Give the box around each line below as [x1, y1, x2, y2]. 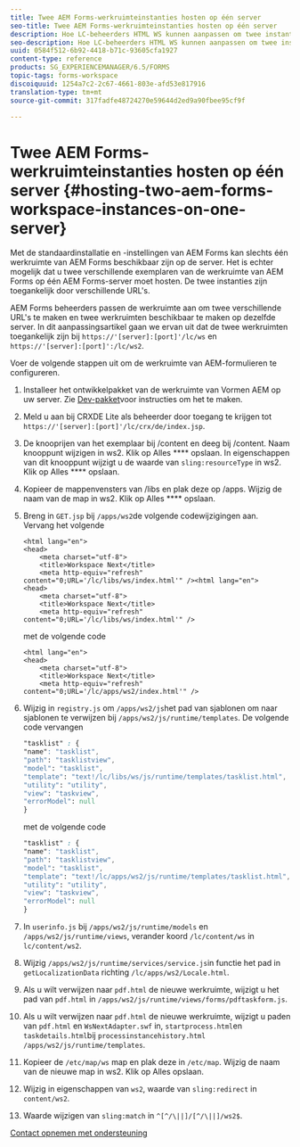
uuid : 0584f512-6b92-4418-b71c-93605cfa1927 [10, 46, 178, 55]
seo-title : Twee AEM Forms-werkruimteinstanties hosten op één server [10, 21, 278, 30]
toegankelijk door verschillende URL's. [10, 285, 150, 296]
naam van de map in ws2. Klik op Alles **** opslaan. [22, 493, 216, 504]
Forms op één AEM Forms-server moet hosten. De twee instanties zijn [10, 276, 268, 286]
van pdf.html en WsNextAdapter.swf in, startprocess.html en [22, 1020, 243, 1031]
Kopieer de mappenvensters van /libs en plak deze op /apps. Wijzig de [22, 483, 283, 495]
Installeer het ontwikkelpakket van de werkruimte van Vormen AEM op [22, 384, 281, 395]
